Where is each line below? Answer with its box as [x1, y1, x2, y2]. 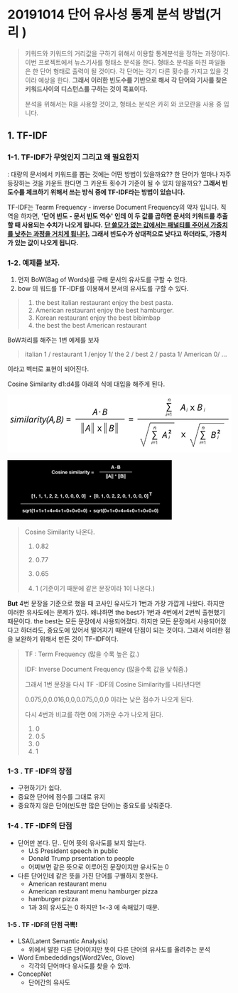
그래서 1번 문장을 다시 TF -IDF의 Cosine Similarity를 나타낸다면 [24, 680, 201, 688]
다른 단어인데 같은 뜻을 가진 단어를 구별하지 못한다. [17, 871, 158, 880]
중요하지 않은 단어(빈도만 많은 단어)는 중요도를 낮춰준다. [17, 801, 173, 810]
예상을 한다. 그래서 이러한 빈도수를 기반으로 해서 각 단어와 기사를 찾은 [38, 75, 227, 84]
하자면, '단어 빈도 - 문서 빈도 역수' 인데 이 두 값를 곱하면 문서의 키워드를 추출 [20, 211, 229, 220]
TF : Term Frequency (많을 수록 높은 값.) [24, 650, 140, 658]
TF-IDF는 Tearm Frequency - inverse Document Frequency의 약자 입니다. [7, 203, 219, 211]
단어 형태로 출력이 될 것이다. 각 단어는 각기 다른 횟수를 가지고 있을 [40, 67, 222, 75]
